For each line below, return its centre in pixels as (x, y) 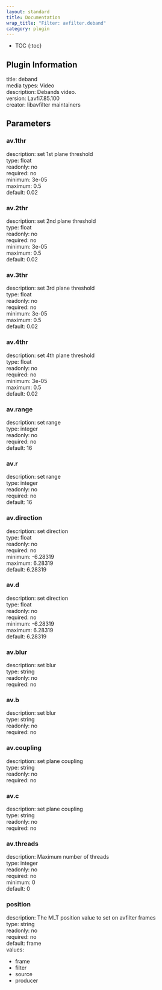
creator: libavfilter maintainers (44, 105)
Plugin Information (42, 65)
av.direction (24, 518)
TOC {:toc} (28, 46)
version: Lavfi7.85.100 (33, 98)
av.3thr (17, 275)
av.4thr (17, 342)
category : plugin (28, 29)
